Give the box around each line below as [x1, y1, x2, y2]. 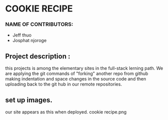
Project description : [5, 52, 70, 60]
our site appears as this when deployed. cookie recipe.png [5, 109, 127, 115]
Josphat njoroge [12, 37, 47, 43]
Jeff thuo [12, 32, 32, 38]
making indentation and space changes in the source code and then [5, 76, 146, 82]
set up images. [5, 95, 53, 104]
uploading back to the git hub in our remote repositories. [5, 81, 122, 87]
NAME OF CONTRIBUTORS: [5, 21, 73, 28]
